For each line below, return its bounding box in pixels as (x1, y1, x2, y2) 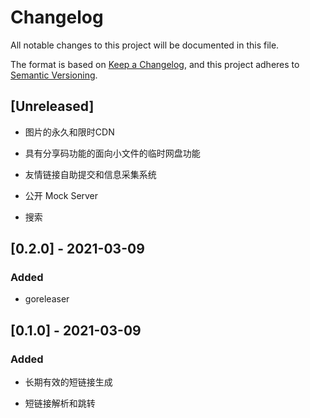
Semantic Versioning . (10, 69, 98, 81)
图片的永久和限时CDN (24, 126, 115, 138)
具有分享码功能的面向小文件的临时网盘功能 (24, 147, 201, 159)
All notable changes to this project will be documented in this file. (10, 39, 280, 51)
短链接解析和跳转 (24, 397, 96, 410)
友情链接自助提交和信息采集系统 (24, 168, 157, 180)
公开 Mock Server (24, 189, 99, 201)
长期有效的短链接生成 (24, 376, 113, 388)
